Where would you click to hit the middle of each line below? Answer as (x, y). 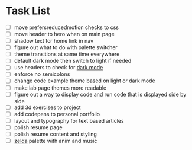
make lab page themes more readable (60, 88)
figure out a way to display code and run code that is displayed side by (100, 94)
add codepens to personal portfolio (57, 114)
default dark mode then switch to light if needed (73, 61)
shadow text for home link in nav (54, 41)
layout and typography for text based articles (69, 120)
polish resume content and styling (55, 134)
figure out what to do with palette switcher (66, 47)
